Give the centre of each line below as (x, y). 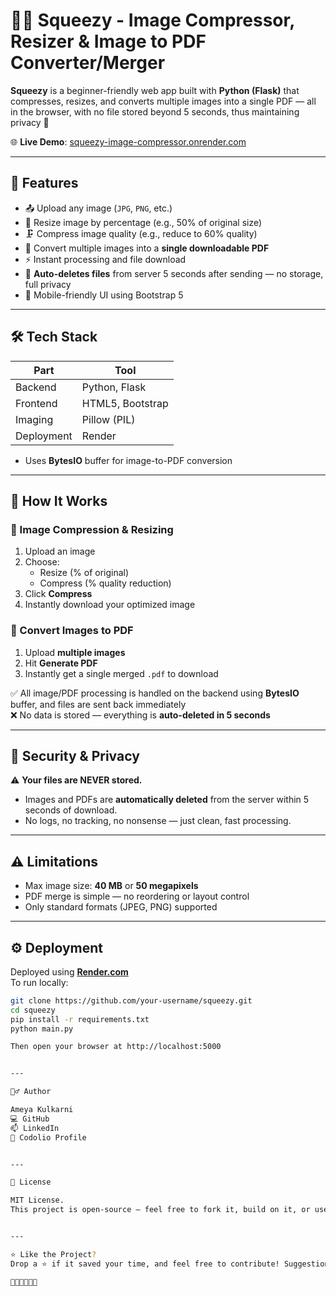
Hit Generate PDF (61, 663)
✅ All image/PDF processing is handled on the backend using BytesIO (155, 693)
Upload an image (60, 551)
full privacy (48, 284)
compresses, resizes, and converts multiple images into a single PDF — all (163, 101)
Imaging (34, 419)
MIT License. (37, 1200)
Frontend (36, 403)
